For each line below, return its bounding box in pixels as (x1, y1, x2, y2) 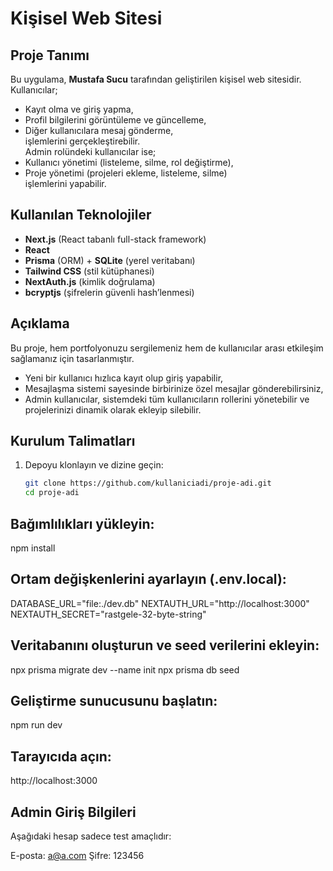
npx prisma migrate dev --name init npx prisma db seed (10, 663, 240, 676)
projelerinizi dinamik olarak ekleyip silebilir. (24, 403, 202, 416)
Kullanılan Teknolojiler (10, 207, 152, 224)
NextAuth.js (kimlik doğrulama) (24, 275, 156, 287)
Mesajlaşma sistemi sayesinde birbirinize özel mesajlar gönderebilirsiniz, (24, 382, 324, 394)
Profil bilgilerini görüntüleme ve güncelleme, (24, 114, 207, 126)
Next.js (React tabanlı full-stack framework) (24, 233, 207, 245)
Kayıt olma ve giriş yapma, (24, 103, 134, 115)
